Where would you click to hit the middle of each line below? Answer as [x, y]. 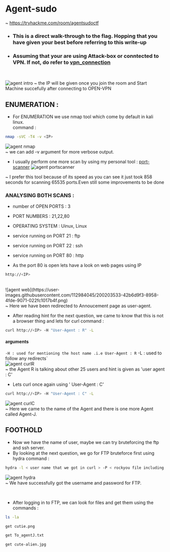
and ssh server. [29, 448]
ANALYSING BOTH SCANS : [40, 195]
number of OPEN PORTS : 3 [41, 206]
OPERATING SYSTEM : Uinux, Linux [50, 226]
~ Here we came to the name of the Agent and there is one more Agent [79, 409]
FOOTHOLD [24, 430]
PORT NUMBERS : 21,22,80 [41, 216]
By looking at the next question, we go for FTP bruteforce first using [83, 453]
